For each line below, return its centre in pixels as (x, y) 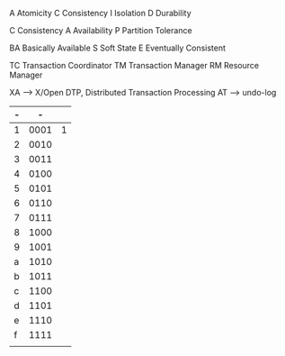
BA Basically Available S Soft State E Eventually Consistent (118, 48)
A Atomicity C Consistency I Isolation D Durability (100, 13)
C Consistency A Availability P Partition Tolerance (101, 30)
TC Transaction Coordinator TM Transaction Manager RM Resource (134, 65)
